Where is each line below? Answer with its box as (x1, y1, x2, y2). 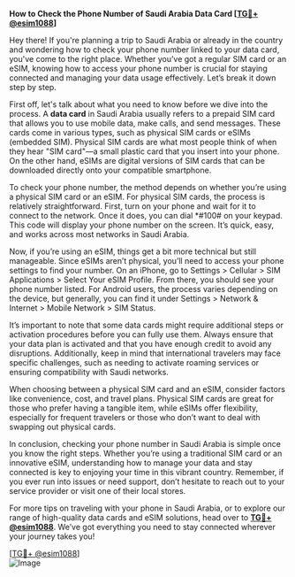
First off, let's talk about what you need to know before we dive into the (9, 99, 269, 110)
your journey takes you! (9, 531, 95, 542)
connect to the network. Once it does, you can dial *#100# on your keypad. (9, 211, 283, 220)
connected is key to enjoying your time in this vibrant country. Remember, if (9, 467, 284, 477)
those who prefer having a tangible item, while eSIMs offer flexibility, (9, 403, 259, 413)
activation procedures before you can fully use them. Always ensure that (9, 329, 274, 340)
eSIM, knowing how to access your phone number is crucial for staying (9, 63, 268, 73)
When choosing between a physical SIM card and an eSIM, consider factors (9, 384, 285, 394)
